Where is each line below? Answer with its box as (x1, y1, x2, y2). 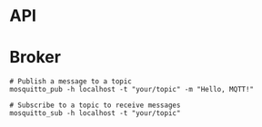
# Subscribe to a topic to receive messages (9, 101, 181, 110)
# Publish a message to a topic (9, 77, 132, 86)
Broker (9, 47, 62, 68)
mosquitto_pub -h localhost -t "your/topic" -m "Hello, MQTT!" (9, 85, 255, 94)
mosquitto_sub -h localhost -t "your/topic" (9, 109, 181, 118)
